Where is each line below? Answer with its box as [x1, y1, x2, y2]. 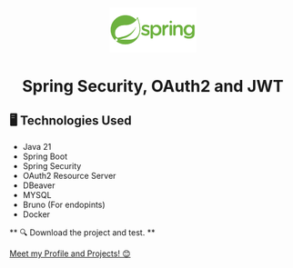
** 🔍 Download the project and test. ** [9, 227, 156, 238]
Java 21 [22, 142, 52, 153]
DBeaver [22, 180, 56, 191]
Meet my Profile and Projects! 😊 [9, 248, 131, 259]
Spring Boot [22, 151, 68, 162]
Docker [22, 209, 51, 220]
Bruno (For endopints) [22, 199, 106, 211]
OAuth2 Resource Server [22, 171, 116, 182]
